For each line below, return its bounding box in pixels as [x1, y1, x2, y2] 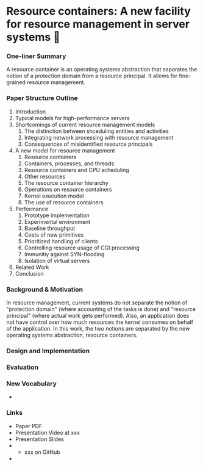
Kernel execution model [24, 192, 84, 199]
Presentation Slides [15, 435, 64, 443]
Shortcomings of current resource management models [15, 121, 155, 128]
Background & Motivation [6, 285, 84, 293]
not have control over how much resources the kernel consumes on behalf [6, 318, 194, 326]
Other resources [24, 173, 66, 180]
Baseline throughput [24, 224, 76, 232]
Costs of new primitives [24, 231, 84, 238]
